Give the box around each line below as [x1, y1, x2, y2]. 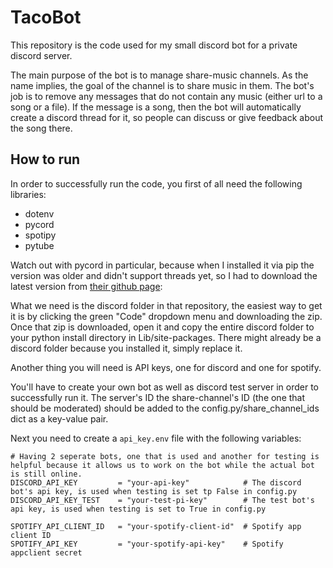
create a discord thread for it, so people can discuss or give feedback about [10, 111, 323, 123]
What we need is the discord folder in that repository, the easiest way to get [10, 299, 323, 311]
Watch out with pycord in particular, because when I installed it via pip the [10, 259, 315, 271]
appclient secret [10, 547, 83, 558]
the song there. [10, 122, 73, 134]
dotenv [24, 207, 55, 220]
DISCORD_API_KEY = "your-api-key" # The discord [10, 477, 302, 488]
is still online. [10, 469, 83, 479]
